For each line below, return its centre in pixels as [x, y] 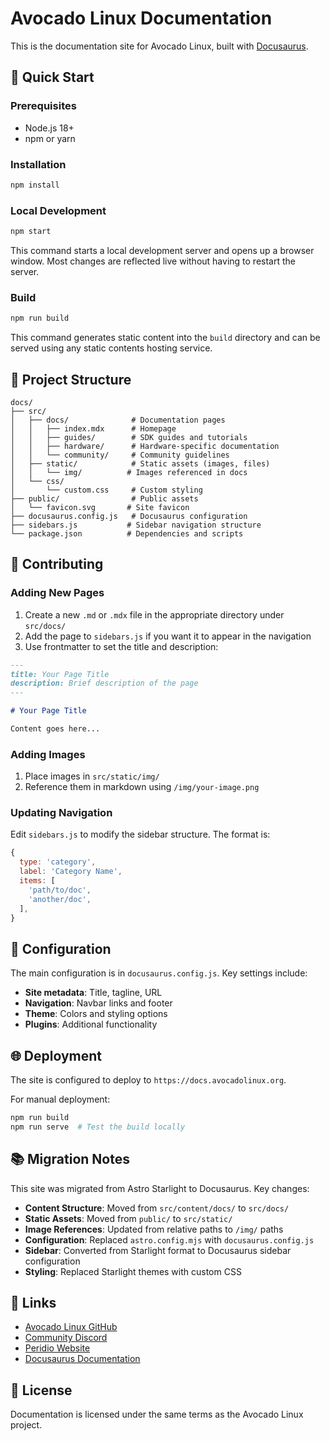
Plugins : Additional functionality [91, 1024]
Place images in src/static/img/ [92, 776]
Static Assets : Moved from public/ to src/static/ [128, 1218]
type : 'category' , [58, 862]
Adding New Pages [57, 593]
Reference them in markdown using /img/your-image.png [142, 787]
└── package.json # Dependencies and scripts [127, 533]
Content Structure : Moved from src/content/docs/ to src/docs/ [157, 1208]
